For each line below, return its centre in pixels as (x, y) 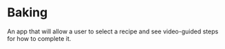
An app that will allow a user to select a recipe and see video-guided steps (113, 31)
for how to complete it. (39, 38)
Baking (28, 13)
